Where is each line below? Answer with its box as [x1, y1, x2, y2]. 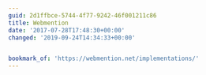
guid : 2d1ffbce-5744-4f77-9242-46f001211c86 [8, 11, 157, 20]
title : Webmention [8, 19, 69, 27]
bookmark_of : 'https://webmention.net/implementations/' [8, 54, 200, 63]
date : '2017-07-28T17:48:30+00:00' [8, 26, 125, 34]
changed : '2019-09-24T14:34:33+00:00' [8, 33, 136, 42]
